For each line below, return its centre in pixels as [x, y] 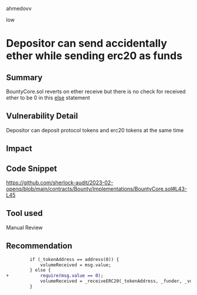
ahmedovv [19, 8]
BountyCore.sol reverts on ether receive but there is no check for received [96, 91]
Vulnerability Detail [42, 116]
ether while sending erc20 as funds [94, 56]
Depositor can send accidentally [86, 44]
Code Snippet [32, 168]
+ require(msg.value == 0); [55, 276]
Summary [24, 78]
